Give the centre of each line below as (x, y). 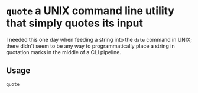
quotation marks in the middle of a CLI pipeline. (64, 52)
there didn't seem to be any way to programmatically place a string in (91, 46)
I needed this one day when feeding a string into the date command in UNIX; (99, 39)
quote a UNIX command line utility (90, 11)
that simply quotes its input (75, 23)
